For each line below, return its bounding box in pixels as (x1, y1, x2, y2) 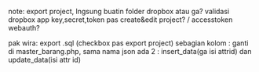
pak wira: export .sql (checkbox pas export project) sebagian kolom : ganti (8, 38, 249, 48)
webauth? (8, 23, 41, 32)
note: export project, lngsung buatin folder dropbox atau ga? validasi (8, 7, 230, 16)
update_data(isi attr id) (8, 55, 81, 64)
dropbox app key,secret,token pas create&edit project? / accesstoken (8, 15, 233, 24)
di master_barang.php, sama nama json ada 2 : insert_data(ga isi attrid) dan (8, 47, 252, 56)
